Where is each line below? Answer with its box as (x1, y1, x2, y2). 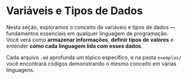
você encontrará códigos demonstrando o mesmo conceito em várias (6, 60, 177, 67)
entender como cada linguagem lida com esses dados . (6, 42, 143, 50)
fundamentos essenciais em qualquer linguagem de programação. (6, 29, 169, 37)
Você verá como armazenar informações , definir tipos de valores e (6, 36, 174, 43)
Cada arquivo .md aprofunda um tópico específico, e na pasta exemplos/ (6, 54, 182, 61)
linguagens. (6, 66, 35, 73)
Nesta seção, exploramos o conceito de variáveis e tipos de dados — (6, 24, 176, 31)
